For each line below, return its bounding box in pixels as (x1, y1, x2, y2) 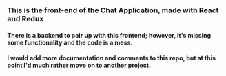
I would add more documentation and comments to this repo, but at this (7, 54, 216, 62)
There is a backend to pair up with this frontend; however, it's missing (7, 31, 212, 39)
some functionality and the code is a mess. (7, 38, 133, 47)
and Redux (7, 14, 44, 23)
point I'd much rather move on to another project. (7, 61, 152, 70)
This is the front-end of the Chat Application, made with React (7, 5, 219, 15)
